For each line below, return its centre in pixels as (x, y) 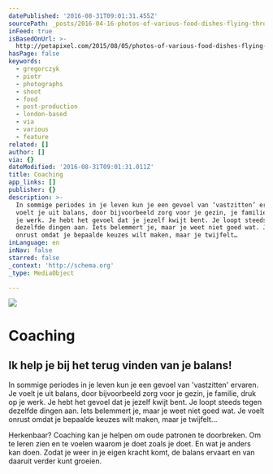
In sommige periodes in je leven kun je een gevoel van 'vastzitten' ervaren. (134, 385)
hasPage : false (34, 54)
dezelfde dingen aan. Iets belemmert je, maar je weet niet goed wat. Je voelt (136, 411)
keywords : (25, 62)
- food (27, 99)
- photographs (39, 84)
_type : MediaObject (41, 273)
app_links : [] (32, 183)
